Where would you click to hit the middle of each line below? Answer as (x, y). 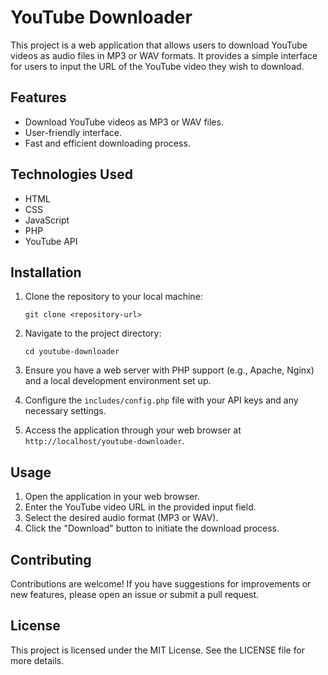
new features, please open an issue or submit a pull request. (135, 594)
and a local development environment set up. (118, 381)
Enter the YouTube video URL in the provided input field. (140, 507)
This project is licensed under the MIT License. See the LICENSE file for (158, 650)
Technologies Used (71, 174)
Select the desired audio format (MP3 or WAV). (121, 518)
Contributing (51, 559)
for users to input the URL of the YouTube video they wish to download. (157, 66)
